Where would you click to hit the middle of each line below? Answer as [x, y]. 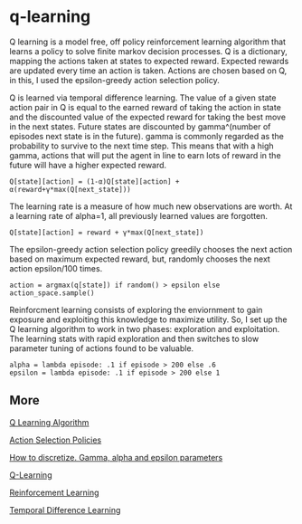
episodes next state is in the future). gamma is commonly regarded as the [147, 136]
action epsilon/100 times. [56, 268]
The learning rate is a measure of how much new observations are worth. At [151, 206]
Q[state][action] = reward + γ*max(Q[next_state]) [107, 233]
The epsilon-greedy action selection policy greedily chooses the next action [151, 249]
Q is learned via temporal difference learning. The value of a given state [143, 98]
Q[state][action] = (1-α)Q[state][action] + [94, 181]
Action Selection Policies [56, 440]
